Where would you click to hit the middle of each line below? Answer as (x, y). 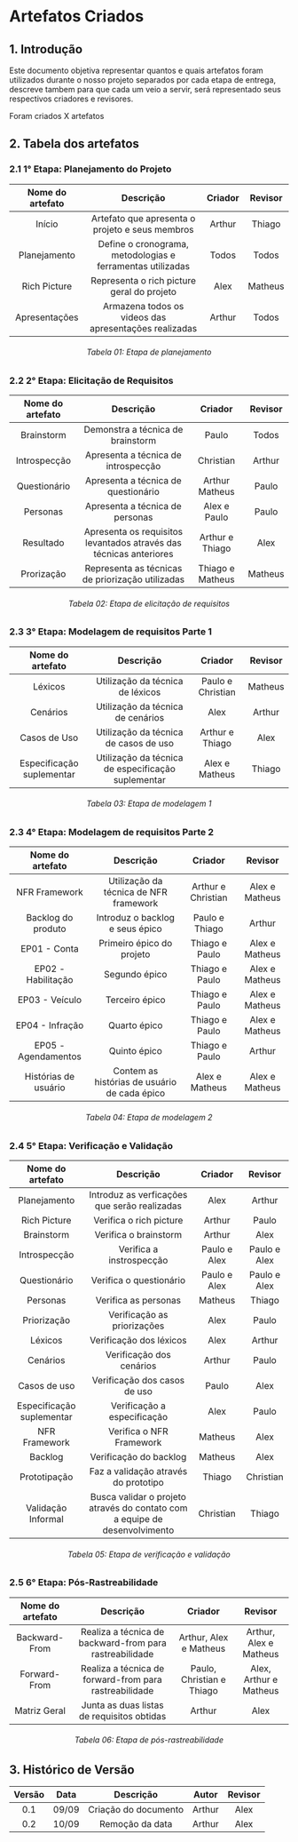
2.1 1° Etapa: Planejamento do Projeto (90, 169)
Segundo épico (135, 975)
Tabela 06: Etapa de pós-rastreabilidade (149, 1740)
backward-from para (122, 1643)
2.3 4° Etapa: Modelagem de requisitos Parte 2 (112, 833)
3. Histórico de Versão (72, 1770)
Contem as (136, 1071)
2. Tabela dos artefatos (74, 144)
